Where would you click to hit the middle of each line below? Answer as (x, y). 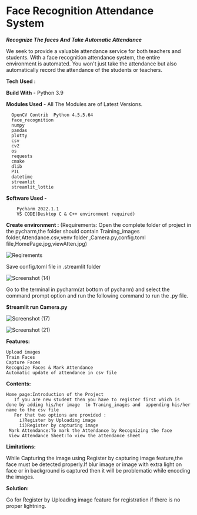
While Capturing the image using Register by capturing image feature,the (95, 458)
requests (22, 156)
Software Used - (26, 198)
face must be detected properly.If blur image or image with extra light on (94, 464)
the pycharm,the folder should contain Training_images (73, 231)
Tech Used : (21, 81)
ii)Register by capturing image (59, 425)
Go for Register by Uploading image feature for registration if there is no (93, 500)
